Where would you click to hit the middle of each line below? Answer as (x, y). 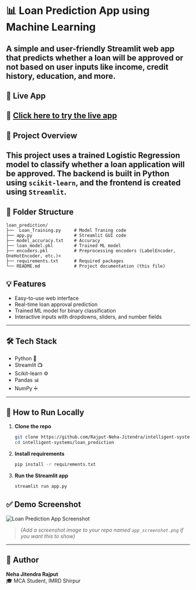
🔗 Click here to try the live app (62, 116)
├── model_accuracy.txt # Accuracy (53, 240)
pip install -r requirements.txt (55, 464)
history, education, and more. (61, 76)
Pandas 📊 (27, 380)
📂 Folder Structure (40, 212)
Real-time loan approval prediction (56, 304)
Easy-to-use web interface (46, 298)
